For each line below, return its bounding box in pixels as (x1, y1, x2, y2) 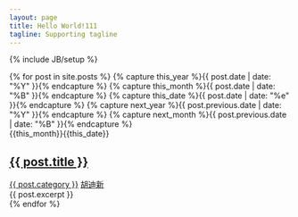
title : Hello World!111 (9, 21, 98, 30)
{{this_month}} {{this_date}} (9, 129, 110, 139)
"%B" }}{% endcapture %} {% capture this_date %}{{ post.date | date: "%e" (9, 90, 290, 101)
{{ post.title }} (9, 154, 89, 170)
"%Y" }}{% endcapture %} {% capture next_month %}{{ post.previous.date (9, 109, 287, 121)
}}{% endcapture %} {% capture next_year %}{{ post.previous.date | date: (9, 100, 282, 111)
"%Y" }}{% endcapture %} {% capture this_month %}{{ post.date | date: (9, 81, 276, 92)
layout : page (9, 13, 58, 22)
